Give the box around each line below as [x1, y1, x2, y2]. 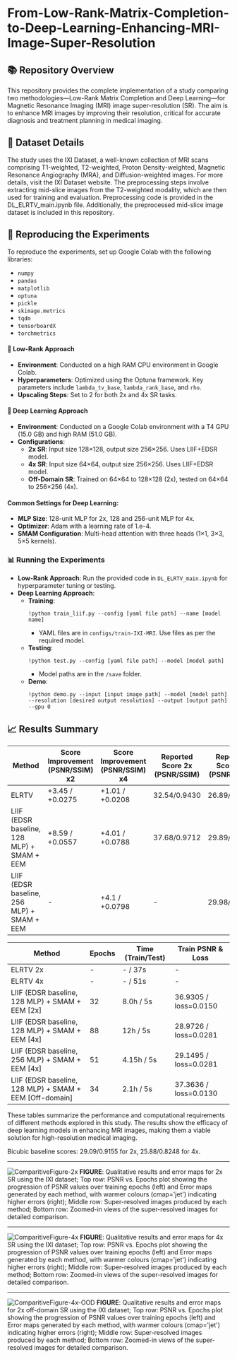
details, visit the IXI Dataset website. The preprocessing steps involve [7, 178, 209, 187]
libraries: [7, 254, 33, 263]
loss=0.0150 [174, 1001, 218, 1011]
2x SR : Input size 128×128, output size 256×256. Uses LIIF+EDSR [28, 445, 218, 454]
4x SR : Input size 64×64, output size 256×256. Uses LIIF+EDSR [28, 460, 214, 469]
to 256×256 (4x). [28, 483, 78, 491]
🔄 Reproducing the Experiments [7, 228, 150, 241]
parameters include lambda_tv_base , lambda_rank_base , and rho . [17, 383, 202, 392]
